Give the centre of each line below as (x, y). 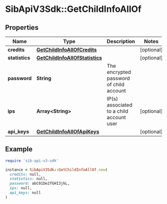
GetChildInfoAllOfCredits (67, 50)
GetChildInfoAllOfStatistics (69, 58)
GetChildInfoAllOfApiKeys (68, 132)
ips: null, (21, 188)
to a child (117, 111)
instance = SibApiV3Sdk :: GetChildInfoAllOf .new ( (56, 170)
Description (121, 41)
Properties (22, 28)
